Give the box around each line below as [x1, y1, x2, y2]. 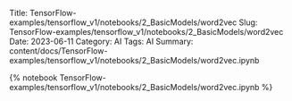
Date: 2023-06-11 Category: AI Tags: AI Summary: [9, 36, 194, 46]
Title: [9, 8, 29, 18]
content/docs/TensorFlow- [9, 46, 108, 56]
